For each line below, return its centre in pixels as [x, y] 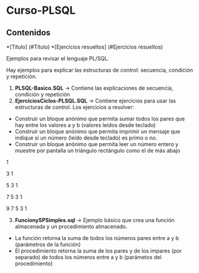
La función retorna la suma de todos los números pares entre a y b [97, 238]
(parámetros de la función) [48, 244]
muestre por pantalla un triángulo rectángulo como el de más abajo [97, 151]
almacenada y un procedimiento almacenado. [71, 226]
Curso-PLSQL [41, 10]
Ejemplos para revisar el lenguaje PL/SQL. [58, 58]
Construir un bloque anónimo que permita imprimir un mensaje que [97, 131]
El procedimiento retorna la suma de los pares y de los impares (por [98, 251]
